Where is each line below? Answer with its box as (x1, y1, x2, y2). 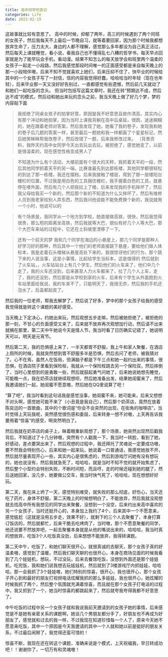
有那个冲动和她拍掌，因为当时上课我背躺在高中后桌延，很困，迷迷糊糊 (17, 117, 162, 123)
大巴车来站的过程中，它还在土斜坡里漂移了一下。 (21, 226, 123, 232)
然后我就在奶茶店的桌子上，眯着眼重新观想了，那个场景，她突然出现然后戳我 (5, 428, 163, 434)
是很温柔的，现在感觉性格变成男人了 (17, 149, 92, 155)
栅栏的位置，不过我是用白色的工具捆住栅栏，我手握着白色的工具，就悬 (17, 178, 162, 184)
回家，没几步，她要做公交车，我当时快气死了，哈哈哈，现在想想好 (18, 472, 154, 478)
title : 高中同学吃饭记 (5, 7, 47, 13)
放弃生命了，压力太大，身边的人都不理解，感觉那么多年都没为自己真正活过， (5, 44, 163, 50)
